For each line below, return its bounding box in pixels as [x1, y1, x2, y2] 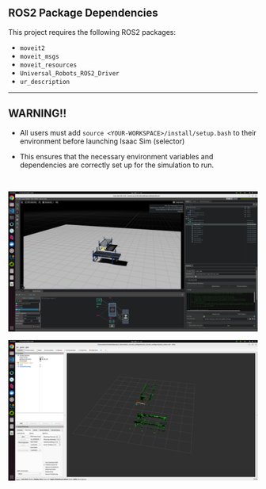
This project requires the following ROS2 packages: [8, 27, 177, 36]
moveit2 [19, 44, 45, 52]
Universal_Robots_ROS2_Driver [19, 69, 120, 78]
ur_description [19, 78, 70, 86]
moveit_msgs [19, 52, 59, 60]
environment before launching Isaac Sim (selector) [19, 136, 185, 146]
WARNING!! [8, 107, 67, 120]
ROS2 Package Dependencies [8, 6, 158, 20]
